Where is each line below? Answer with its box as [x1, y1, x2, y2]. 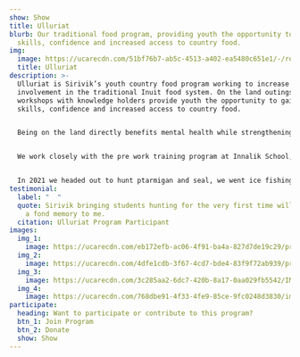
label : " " [17, 193, 62, 202]
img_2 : [17, 251, 42, 260]
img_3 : [17, 267, 42, 277]
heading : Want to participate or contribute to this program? [17, 309, 254, 318]
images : [9, 226, 38, 235]
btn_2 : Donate [17, 325, 70, 335]
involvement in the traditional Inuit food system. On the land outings [17, 87, 294, 96]
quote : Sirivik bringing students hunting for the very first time [17, 201, 274, 210]
